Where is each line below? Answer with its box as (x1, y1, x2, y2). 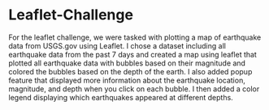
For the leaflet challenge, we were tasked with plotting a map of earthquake (8, 32, 262, 42)
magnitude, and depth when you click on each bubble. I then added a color (8, 83, 260, 94)
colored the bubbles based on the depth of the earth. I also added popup (8, 66, 253, 76)
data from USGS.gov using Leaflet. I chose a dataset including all (8, 40, 226, 50)
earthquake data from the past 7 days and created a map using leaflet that (8, 49, 258, 59)
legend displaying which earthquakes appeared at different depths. (8, 92, 233, 102)
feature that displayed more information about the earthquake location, (8, 75, 245, 85)
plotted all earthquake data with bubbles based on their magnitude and (8, 58, 246, 68)
